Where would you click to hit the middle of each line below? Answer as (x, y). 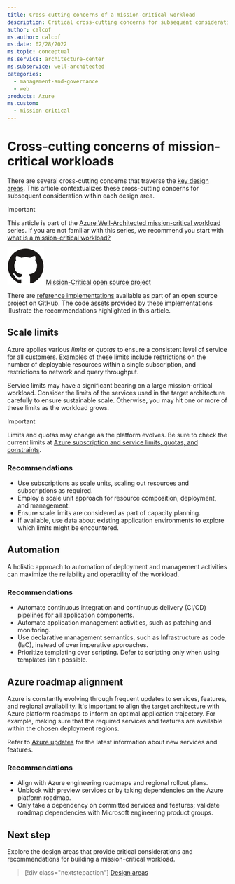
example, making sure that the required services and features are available (115, 721)
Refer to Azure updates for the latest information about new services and (112, 742)
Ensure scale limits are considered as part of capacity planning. (109, 513)
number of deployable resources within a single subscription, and (102, 364)
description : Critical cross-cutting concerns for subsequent (100, 22)
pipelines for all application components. (76, 615)
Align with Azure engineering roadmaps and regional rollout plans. (113, 783)
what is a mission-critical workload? (59, 238)
